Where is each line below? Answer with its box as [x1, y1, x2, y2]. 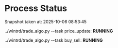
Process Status [4, 3, 67, 14]
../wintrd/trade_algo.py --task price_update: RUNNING [4, 28, 113, 34]
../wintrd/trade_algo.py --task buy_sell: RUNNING [4, 37, 103, 43]
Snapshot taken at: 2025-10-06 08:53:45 [4, 19, 87, 24]
